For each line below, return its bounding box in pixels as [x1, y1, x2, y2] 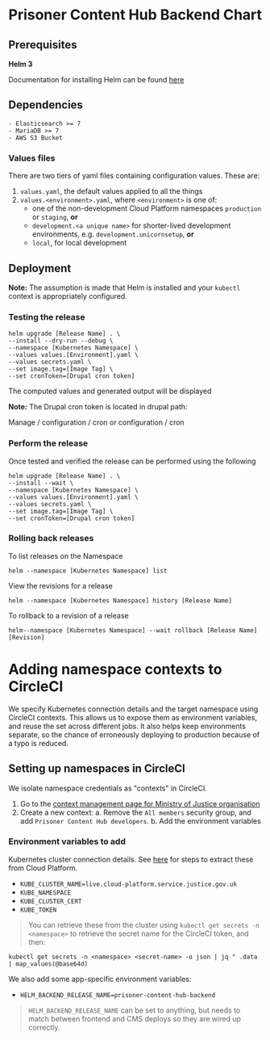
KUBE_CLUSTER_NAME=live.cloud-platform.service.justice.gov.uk [19, 880, 238, 888]
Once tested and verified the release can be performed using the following [8, 456, 256, 466]
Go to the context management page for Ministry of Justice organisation [19, 799, 260, 808]
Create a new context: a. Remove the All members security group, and [19, 807, 251, 817]
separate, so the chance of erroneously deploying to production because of [8, 729, 260, 740]
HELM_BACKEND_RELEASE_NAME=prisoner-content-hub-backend [19, 991, 216, 999]
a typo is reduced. [8, 738, 69, 748]
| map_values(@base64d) [8, 959, 89, 968]
